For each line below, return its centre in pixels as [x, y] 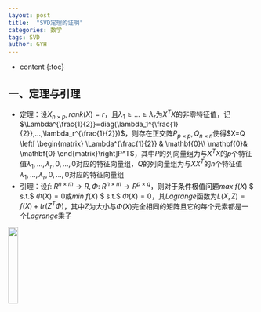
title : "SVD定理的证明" [46, 23]
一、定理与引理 [44, 94]
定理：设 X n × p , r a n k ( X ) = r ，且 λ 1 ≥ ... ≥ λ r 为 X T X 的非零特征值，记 [125, 114]
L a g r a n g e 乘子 [49, 216]
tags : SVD [24, 37]
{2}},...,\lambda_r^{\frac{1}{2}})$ [72, 133]
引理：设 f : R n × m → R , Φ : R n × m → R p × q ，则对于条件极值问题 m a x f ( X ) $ [136, 185]
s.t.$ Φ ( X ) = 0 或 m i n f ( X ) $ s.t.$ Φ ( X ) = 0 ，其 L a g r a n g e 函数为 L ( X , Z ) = [132, 196]
